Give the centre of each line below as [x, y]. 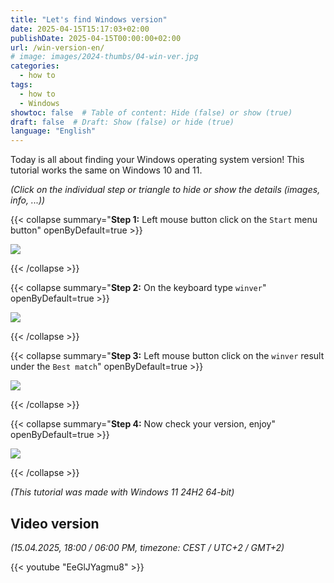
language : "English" [53, 131]
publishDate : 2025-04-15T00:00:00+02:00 [96, 38]
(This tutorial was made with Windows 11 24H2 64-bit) [122, 492]
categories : [35, 66]
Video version [55, 523]
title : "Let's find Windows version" [89, 19]
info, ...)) [28, 200]
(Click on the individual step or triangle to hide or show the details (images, [165, 190]
